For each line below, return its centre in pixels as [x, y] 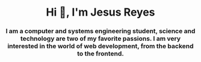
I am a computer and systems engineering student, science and [100, 31]
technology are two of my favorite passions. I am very [100, 39]
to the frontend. [100, 54]
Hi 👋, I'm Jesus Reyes [100, 12]
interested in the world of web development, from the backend [100, 46]
